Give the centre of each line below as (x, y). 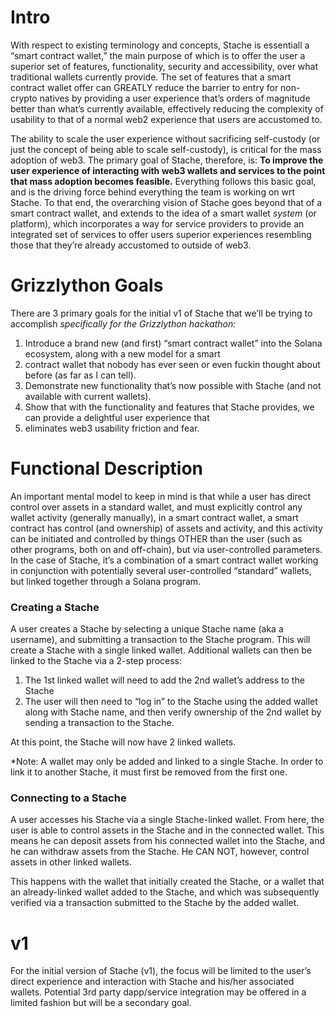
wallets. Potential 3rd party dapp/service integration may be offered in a (158, 992)
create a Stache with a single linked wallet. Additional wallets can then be (161, 650)
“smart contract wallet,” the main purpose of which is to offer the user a (158, 55)
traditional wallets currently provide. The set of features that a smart (151, 77)
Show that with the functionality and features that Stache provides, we (169, 407)
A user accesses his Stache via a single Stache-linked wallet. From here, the (167, 820)
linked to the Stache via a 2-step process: (96, 661)
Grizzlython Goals (87, 285)
